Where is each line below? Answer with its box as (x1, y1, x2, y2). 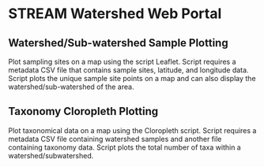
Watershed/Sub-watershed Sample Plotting (8, 36, 228, 50)
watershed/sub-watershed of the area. (8, 82, 134, 91)
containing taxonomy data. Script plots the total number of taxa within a (8, 143, 241, 152)
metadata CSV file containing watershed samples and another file (8, 134, 222, 143)
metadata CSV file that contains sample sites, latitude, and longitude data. (8, 65, 249, 75)
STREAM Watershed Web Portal (8, 5, 222, 23)
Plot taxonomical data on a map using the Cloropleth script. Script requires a (8, 125, 257, 135)
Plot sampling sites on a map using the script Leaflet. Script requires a (8, 57, 236, 66)
